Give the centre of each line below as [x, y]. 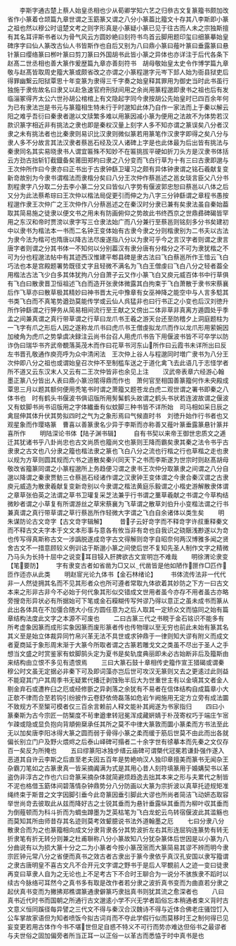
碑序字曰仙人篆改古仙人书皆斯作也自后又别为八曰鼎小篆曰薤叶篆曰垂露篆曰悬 [118, 45]
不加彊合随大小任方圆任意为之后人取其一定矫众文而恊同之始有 [133, 609]
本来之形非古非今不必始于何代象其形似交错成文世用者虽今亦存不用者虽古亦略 [118, 592]
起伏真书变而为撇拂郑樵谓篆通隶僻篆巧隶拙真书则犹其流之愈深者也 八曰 [116, 891]
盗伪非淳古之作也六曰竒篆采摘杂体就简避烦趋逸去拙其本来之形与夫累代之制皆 [118, 777]
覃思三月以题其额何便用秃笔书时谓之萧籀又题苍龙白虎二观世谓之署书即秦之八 [118, 389]
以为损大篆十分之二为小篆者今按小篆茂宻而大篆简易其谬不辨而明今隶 [130, 847]
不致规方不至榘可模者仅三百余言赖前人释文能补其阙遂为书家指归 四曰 [113, 706]
